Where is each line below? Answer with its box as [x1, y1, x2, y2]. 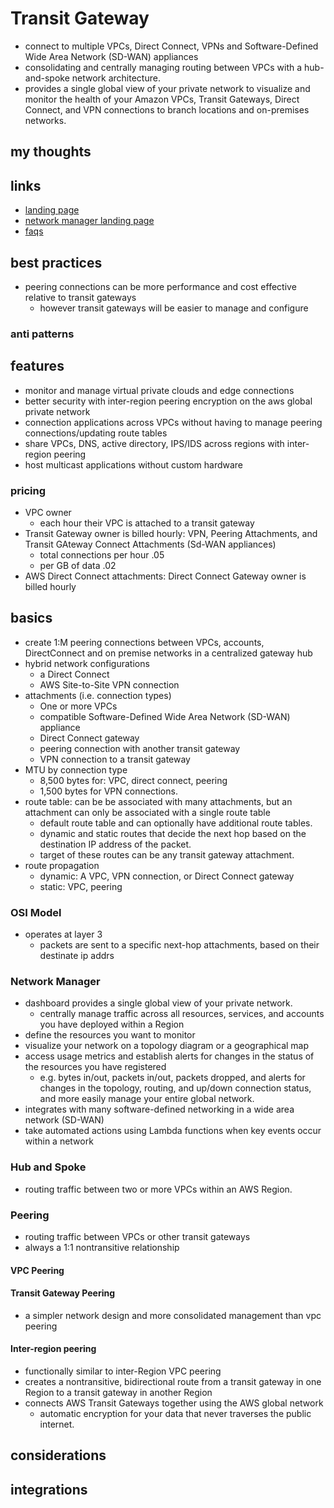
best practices [10, 254, 103, 271]
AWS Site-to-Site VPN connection [39, 678, 180, 691]
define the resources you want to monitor [24, 1029, 196, 1041]
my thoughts [10, 143, 92, 161]
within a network [24, 1135, 94, 1147]
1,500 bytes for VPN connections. [39, 785, 178, 797]
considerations [10, 1447, 107, 1464]
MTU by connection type [24, 763, 128, 776]
